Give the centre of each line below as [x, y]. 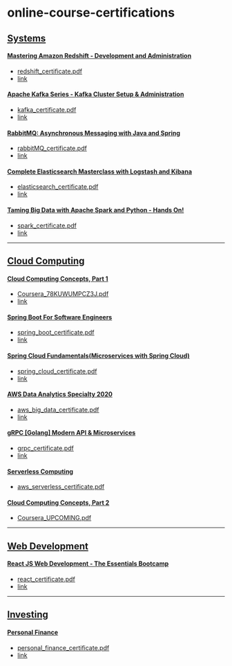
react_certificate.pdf [46, 579]
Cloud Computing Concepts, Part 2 [58, 502]
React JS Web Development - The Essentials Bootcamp [88, 564]
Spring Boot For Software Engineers [60, 317]
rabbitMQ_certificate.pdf [52, 148]
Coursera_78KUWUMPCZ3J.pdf [63, 294]
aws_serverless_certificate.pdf [61, 487]
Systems [27, 38]
